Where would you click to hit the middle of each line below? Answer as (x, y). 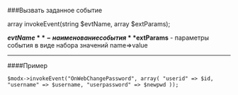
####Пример (28, 66)
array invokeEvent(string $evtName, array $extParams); (89, 24)
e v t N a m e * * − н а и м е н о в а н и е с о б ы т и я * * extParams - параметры (108, 38)
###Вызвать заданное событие (55, 10)
